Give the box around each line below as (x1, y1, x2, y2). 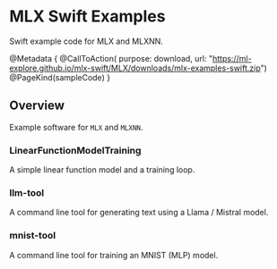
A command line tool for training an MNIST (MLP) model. (9, 249, 219, 260)
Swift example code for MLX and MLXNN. (9, 36, 164, 46)
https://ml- (212, 53, 253, 63)
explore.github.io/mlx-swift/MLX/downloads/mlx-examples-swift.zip (9, 63, 262, 73)
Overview (9, 98, 65, 113)
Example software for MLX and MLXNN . (9, 122, 143, 132)
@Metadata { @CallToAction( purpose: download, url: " (9, 53, 213, 63)
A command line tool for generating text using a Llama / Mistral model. (9, 207, 269, 218)
